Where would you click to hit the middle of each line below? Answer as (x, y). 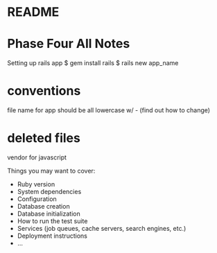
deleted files (44, 138)
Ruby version (36, 184)
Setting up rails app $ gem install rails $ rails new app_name (93, 63)
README (33, 12)
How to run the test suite (52, 221)
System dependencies (49, 192)
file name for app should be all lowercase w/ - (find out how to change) (108, 110)
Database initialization (49, 213)
